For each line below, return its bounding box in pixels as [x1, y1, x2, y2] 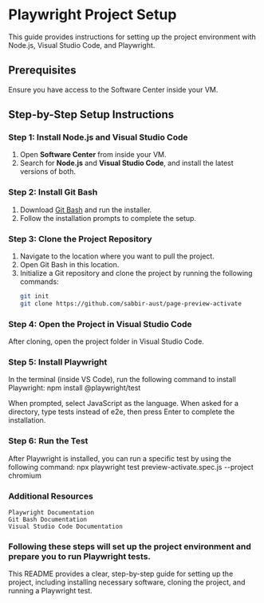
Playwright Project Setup [8, 6, 177, 24]
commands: [19, 277, 59, 286]
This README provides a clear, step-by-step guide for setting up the [8, 569, 234, 579]
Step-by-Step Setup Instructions [8, 108, 174, 121]
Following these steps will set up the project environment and [8, 541, 251, 552]
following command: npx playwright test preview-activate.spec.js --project [8, 462, 254, 471]
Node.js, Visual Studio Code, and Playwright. [8, 40, 156, 49]
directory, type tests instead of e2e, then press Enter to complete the [8, 407, 235, 416]
